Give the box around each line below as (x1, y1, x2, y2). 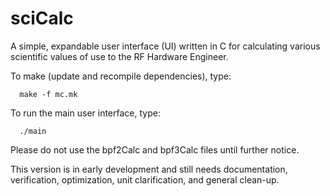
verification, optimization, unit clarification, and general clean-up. (10, 173, 280, 186)
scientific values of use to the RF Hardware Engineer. (10, 50, 229, 62)
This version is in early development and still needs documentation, (10, 163, 288, 175)
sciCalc (10, 7, 74, 30)
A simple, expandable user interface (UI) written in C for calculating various (10, 40, 321, 52)
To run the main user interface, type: (10, 107, 161, 119)
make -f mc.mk (19, 89, 78, 99)
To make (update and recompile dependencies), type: (10, 70, 232, 82)
